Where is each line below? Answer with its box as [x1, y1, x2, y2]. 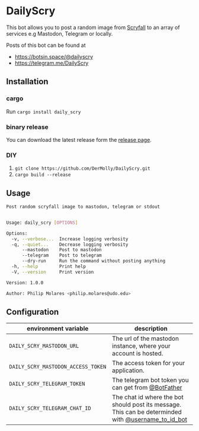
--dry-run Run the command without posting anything [21, 258, 166, 264]
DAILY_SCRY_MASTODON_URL [9, 343, 79, 350]
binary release [6, 123, 49, 131]
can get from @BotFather [111, 384, 182, 392]
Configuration [6, 307, 59, 317]
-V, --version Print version [11, 269, 94, 275]
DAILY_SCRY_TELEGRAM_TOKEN [9, 381, 85, 387]
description [134, 325, 168, 333]
